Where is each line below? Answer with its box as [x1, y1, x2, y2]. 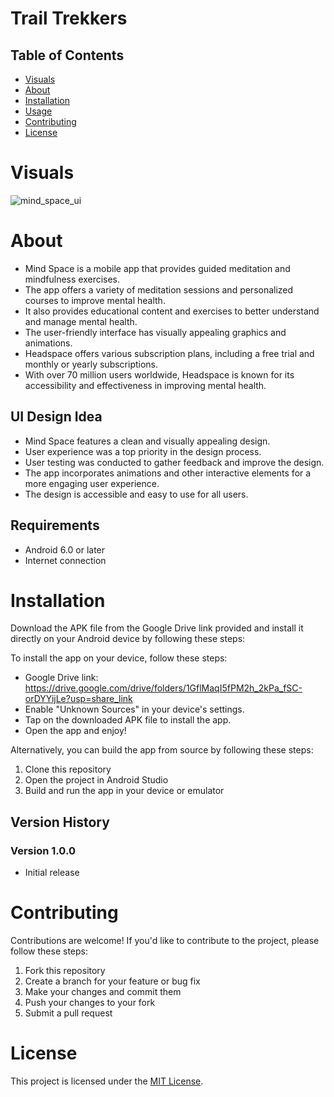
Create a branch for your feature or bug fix [24, 975, 201, 987]
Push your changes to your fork [24, 997, 156, 1009]
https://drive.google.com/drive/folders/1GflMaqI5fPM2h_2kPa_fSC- [24, 682, 303, 694]
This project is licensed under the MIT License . [10, 1075, 204, 1087]
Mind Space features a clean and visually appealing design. [24, 435, 271, 447]
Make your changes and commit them [24, 986, 182, 998]
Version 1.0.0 [10, 843, 76, 857]
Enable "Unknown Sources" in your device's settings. [24, 703, 245, 716]
